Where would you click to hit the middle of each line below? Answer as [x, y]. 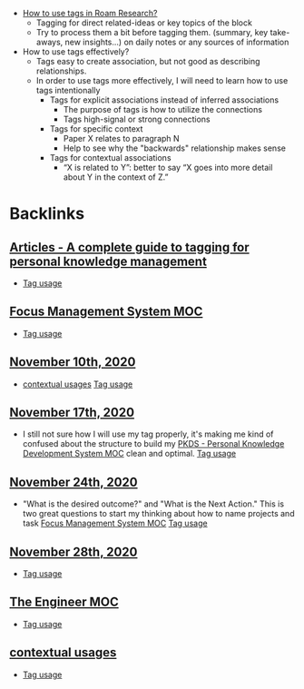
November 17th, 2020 [72, 413]
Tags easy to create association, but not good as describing [148, 61]
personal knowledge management [108, 261]
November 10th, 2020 [73, 362]
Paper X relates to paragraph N [121, 138]
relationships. [61, 71]
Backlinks [47, 214]
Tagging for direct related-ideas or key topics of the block [144, 23]
